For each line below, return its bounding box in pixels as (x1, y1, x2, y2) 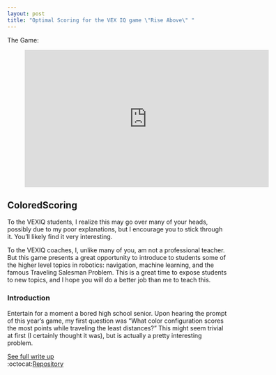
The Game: (7, 36, 40, 44)
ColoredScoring (7, 199, 78, 211)
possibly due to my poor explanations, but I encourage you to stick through (7, 225, 223, 234)
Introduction (7, 293, 50, 303)
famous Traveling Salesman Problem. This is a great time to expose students (7, 268, 227, 277)
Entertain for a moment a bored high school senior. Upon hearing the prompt (7, 309, 227, 317)
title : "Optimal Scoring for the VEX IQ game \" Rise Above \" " (7, 17, 195, 24)
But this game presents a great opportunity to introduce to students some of (7, 254, 227, 262)
